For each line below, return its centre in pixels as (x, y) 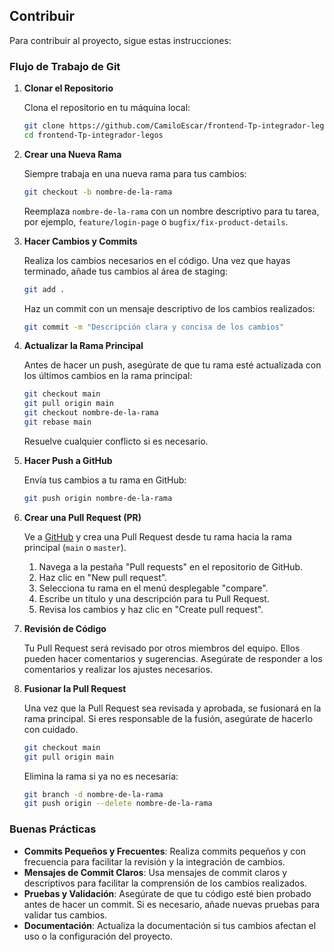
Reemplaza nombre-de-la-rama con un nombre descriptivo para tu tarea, (171, 211)
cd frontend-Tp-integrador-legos (93, 135)
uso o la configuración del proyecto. (98, 936)
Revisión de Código (65, 628)
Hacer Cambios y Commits (80, 241)
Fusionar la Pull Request (75, 688)
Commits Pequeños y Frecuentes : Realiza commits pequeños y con (165, 851)
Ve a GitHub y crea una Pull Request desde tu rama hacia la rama (157, 536)
